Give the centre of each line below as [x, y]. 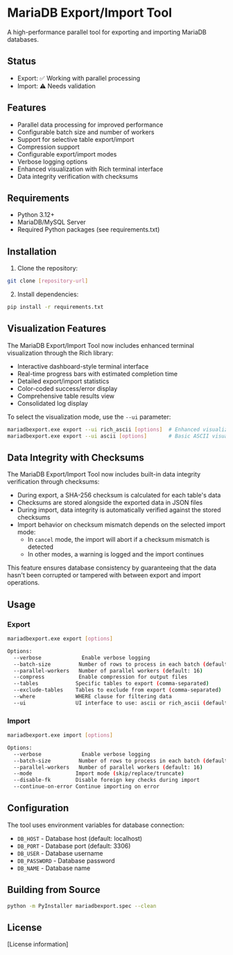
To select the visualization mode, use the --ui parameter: [89, 417]
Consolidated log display [52, 403]
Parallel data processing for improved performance [90, 125]
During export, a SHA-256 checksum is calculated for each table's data [119, 495]
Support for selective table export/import [76, 139]
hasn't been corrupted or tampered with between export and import [104, 575]
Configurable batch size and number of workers [86, 132]
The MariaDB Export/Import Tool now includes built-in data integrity [104, 474]
